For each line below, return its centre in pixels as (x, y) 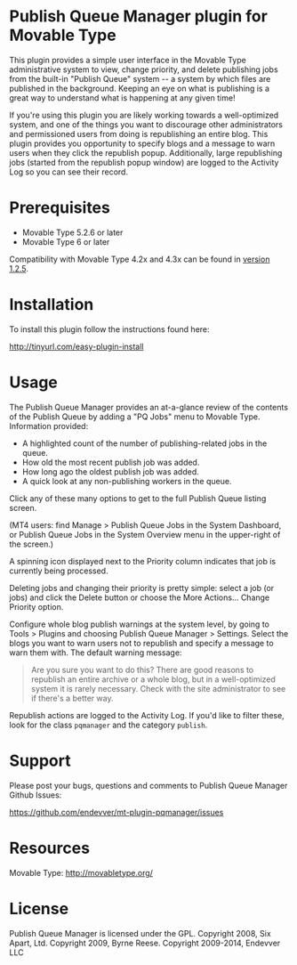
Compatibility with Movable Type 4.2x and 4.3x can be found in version (140, 259)
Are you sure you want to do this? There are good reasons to (142, 669)
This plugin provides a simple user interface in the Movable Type (128, 60)
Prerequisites (60, 208)
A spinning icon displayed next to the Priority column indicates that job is (143, 561)
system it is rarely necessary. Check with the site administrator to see (158, 688)
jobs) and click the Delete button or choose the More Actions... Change (140, 597)
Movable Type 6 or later (66, 241)
